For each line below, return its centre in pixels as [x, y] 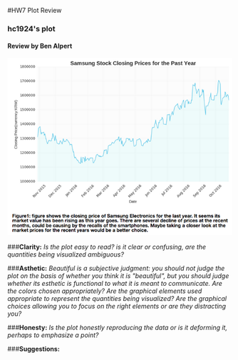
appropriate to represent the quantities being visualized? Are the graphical [117, 298]
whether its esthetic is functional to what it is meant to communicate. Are [115, 283]
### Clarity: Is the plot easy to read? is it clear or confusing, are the [107, 247]
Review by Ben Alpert [40, 46]
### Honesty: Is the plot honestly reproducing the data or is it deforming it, [118, 327]
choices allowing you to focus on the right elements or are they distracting [117, 306]
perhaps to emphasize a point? [53, 335]
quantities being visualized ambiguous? [66, 254]
